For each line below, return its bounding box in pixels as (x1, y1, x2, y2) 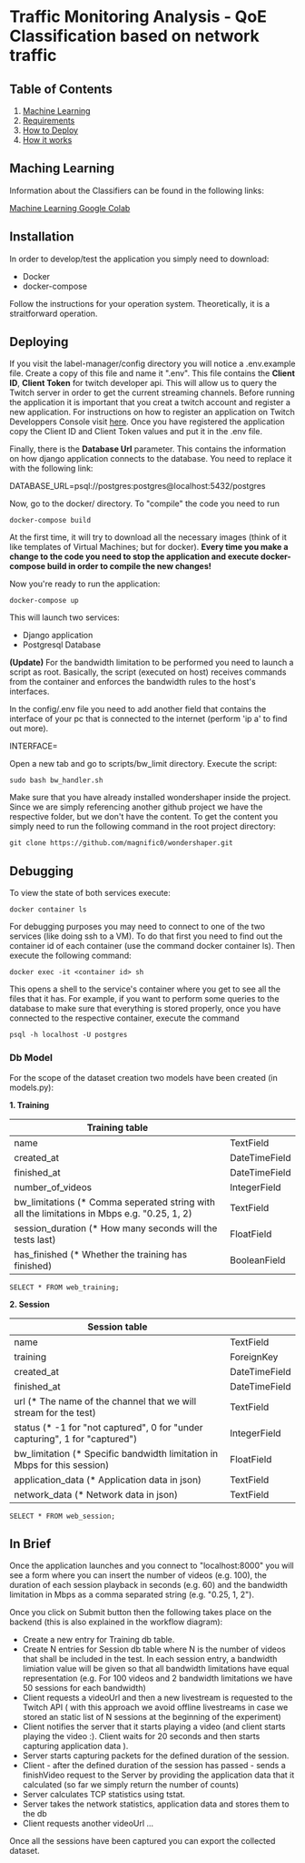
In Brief (9, 1536, 52, 1552)
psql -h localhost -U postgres (9, 1031, 128, 1040)
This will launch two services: (9, 612, 120, 623)
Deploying (9, 334, 69, 350)
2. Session (9, 1298, 50, 1309)
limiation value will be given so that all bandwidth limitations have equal (22, 1664, 290, 1675)
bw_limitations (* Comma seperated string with (14, 1196, 216, 1208)
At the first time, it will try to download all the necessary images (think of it (9, 532, 288, 543)
